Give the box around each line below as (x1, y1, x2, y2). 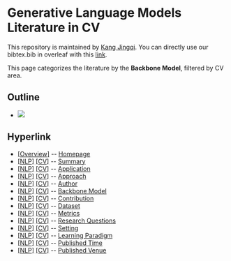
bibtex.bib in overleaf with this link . (7, 50, 107, 59)
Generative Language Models (7, 5, 182, 21)
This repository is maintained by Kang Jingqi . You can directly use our (7, 43, 209, 51)
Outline (7, 91, 40, 103)
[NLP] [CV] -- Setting (17, 223, 79, 232)
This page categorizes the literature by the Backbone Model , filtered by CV (7, 64, 224, 72)
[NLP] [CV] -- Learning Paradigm (17, 231, 113, 239)
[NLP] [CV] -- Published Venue (17, 246, 107, 254)
